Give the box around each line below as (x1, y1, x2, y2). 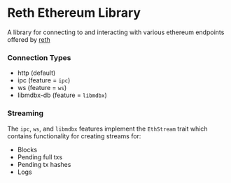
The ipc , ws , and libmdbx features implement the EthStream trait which (7, 124, 208, 133)
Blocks (17, 145, 37, 154)
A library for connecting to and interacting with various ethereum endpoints (7, 28, 225, 36)
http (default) (17, 68, 56, 78)
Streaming (7, 108, 44, 118)
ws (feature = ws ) (17, 84, 67, 92)
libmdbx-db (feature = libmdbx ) (17, 91, 107, 99)
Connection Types (7, 52, 71, 62)
